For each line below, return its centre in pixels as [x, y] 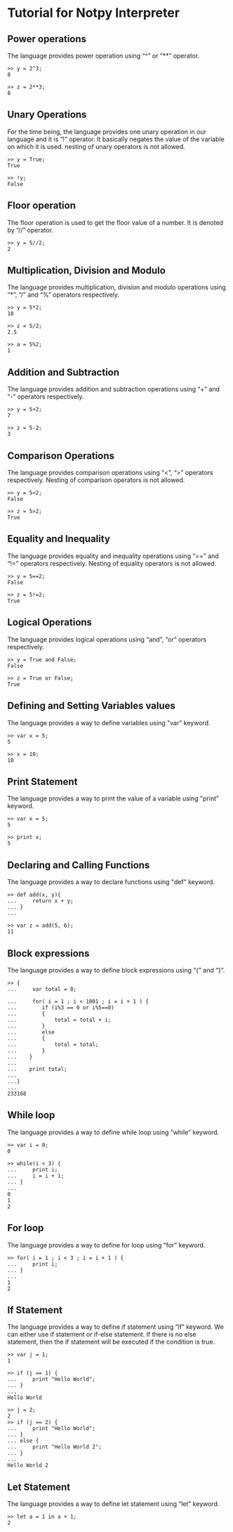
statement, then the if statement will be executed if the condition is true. [111, 1342]
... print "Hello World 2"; [54, 1447]
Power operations [47, 39]
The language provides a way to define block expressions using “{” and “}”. [116, 970]
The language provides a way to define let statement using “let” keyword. [113, 1504]
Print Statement [42, 781]
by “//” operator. [31, 230]
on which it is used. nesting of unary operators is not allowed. [96, 146]
